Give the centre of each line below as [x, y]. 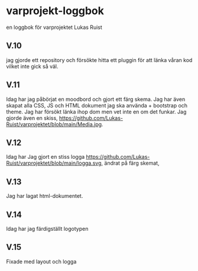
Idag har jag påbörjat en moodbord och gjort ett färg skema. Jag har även [96, 99]
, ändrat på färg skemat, [130, 163]
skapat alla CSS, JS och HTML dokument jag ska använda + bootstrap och [97, 105]
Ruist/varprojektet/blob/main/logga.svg [54, 163]
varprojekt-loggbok [55, 11]
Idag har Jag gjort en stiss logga [46, 157]
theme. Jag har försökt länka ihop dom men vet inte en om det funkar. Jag [96, 112]
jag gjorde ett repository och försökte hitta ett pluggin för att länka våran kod [99, 60]
